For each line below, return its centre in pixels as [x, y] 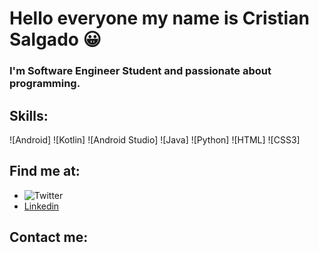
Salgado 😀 [55, 39]
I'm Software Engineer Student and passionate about [140, 71]
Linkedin [41, 206]
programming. [45, 84]
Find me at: [45, 171]
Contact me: [49, 237]
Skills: [29, 115]
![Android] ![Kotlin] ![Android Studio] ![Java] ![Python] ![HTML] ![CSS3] [155, 139]
